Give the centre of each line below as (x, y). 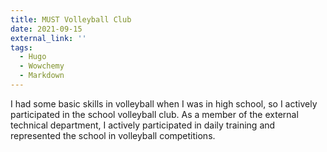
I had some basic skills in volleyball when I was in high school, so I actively (164, 103)
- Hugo (33, 57)
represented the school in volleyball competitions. (113, 135)
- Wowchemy (42, 66)
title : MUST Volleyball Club (71, 19)
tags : (21, 47)
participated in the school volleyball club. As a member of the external (154, 114)
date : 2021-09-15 (46, 29)
